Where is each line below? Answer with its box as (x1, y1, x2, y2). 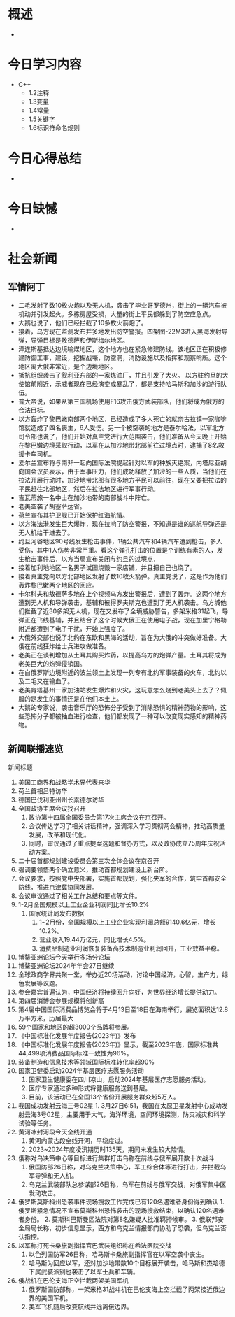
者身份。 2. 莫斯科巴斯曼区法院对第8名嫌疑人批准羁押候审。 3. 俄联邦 (17, 1215, 218, 1223)
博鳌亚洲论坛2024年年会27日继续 (17, 961, 115, 969)
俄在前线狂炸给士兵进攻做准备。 (17, 641, 111, 650)
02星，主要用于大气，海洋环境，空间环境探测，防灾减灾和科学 (46, 1110, 226, 1118)
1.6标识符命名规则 (28, 123, 80, 131)
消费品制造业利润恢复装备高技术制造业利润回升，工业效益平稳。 (38, 944, 223, 952)
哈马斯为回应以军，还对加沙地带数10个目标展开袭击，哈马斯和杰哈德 (28, 1258, 226, 1267)
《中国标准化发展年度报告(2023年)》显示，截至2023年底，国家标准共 (17, 1040, 219, 1048)
